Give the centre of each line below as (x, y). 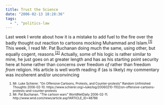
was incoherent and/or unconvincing (42, 75)
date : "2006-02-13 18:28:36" (35, 14)
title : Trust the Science (32, 9)
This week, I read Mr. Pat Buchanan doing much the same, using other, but (81, 48)
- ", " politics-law (30, 23)
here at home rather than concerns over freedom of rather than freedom (78, 64)
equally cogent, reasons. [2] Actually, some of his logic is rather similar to (78, 53)
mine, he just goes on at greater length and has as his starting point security (82, 59)
